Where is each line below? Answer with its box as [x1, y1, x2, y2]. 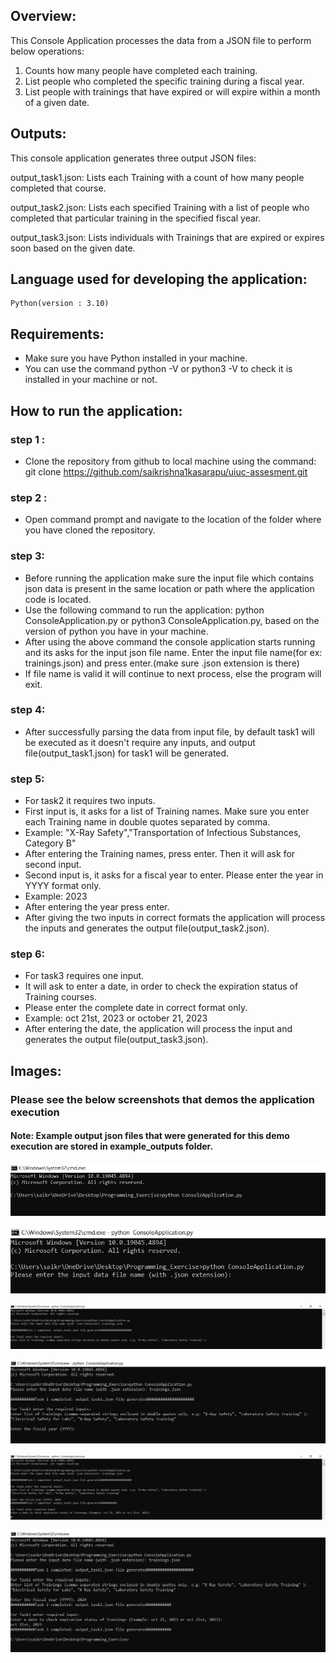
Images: [10, 1062, 62, 1079]
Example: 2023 [24, 890, 88, 903]
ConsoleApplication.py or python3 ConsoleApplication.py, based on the [24, 614, 320, 626]
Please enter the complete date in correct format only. [24, 1002, 248, 1014]
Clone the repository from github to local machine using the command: [24, 455, 317, 467]
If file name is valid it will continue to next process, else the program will [24, 667, 322, 679]
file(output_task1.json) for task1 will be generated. [24, 747, 230, 759]
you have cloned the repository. [24, 524, 156, 536]
